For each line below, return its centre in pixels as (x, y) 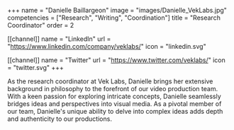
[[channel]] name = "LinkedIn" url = (59, 39)
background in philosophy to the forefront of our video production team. (113, 89)
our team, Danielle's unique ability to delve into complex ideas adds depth (115, 111)
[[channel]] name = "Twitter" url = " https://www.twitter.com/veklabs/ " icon (116, 60)
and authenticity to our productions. (60, 119)
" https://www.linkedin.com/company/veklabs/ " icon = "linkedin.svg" (107, 46)
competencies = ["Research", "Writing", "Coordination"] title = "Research (114, 18)
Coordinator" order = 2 (41, 25)
